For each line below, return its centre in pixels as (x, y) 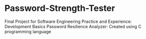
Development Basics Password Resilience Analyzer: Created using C (73, 26)
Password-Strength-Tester (60, 8)
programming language (28, 31)
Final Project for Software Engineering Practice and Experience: (68, 21)
